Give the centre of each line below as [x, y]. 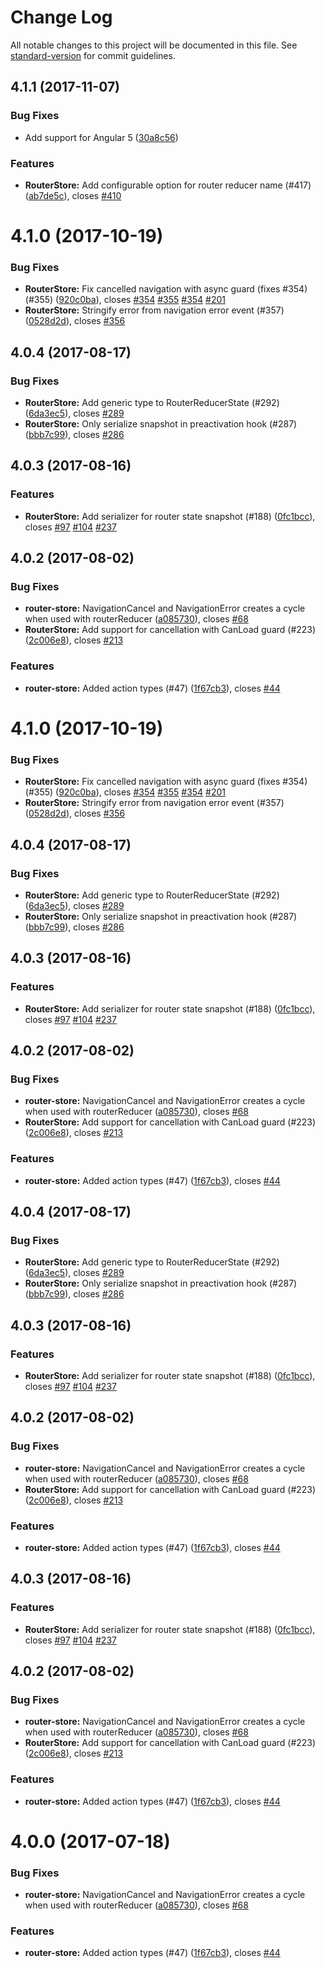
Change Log [61, 17]
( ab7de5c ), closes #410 [73, 195]
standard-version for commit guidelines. [93, 55]
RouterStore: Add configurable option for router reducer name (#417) [168, 185]
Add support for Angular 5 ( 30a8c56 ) [101, 137]
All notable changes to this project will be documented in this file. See [154, 45]
